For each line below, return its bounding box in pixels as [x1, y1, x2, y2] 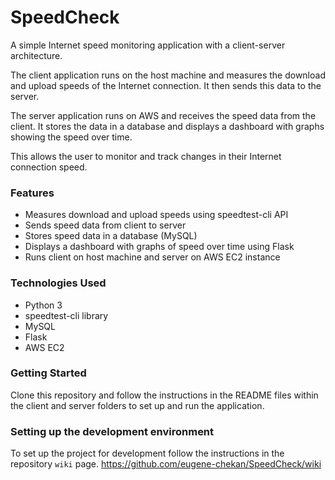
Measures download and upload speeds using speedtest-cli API [24, 209, 289, 221]
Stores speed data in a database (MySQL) [24, 230, 198, 242]
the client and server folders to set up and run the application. [10, 399, 265, 411]
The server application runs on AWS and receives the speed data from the [10, 109, 317, 121]
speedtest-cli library [24, 309, 109, 321]
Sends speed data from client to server [24, 219, 187, 231]
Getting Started [10, 366, 87, 380]
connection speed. [10, 161, 88, 173]
